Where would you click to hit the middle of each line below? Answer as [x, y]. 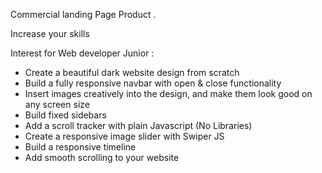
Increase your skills [50, 33]
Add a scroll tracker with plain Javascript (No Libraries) [138, 125]
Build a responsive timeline [80, 147]
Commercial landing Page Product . [83, 14]
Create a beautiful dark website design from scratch [132, 72]
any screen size [57, 104]
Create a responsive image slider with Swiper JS [124, 136]
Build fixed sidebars [65, 115]
